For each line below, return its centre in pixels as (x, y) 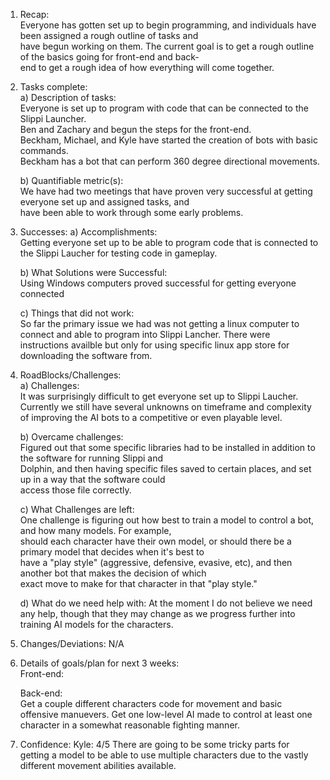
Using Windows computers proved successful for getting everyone (158, 283)
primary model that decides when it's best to (112, 552)
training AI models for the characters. (96, 624)
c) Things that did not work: (77, 313)
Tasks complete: (53, 87)
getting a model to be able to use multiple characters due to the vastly (164, 755)
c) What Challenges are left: (77, 509)
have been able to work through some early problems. (131, 212)
